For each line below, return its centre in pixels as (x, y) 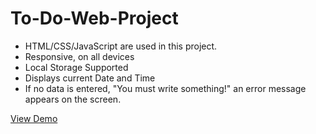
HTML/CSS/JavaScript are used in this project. (121, 46)
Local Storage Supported (76, 67)
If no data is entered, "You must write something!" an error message (165, 88)
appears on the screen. (73, 99)
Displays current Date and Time (90, 78)
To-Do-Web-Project (94, 18)
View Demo (34, 118)
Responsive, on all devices (79, 56)
